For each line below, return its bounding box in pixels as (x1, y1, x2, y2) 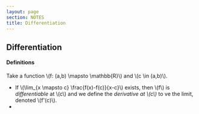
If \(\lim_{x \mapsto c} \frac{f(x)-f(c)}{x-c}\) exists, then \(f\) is (14, 83, 170, 91)
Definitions (6, 59, 35, 66)
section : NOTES (6, 14, 45, 20)
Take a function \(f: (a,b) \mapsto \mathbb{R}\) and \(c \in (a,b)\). (6, 72, 168, 79)
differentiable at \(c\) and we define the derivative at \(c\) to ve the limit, (14, 90, 194, 97)
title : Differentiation (6, 20, 66, 26)
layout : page (6, 8, 39, 15)
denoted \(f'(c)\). (14, 97, 57, 104)
